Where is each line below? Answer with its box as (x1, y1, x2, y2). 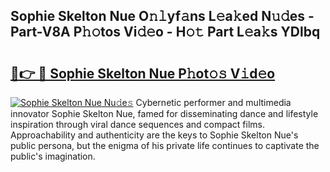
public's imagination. (10, 150, 96, 162)
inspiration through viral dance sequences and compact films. (10, 119, 265, 130)
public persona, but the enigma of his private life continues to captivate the (10, 140, 320, 151)
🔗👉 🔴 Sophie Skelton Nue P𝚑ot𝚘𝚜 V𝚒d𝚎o (10, 65, 276, 82)
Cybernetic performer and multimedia (135, 97, 292, 108)
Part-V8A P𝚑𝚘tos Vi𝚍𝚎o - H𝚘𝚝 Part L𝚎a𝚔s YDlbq (10, 24, 321, 41)
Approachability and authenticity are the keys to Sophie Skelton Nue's (10, 129, 299, 141)
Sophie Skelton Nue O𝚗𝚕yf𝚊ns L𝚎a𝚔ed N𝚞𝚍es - (10, 8, 315, 25)
